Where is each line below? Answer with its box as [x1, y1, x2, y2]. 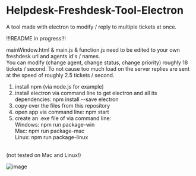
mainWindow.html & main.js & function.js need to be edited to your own [6, 46, 180, 54]
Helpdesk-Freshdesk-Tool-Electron [6, 4, 184, 17]
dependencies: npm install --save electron [14, 96, 119, 103]
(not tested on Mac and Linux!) [6, 151, 81, 158]
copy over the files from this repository [14, 102, 110, 109]
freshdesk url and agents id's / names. [6, 52, 100, 59]
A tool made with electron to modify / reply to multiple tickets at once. [6, 23, 177, 30]
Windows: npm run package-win [14, 121, 95, 128]
